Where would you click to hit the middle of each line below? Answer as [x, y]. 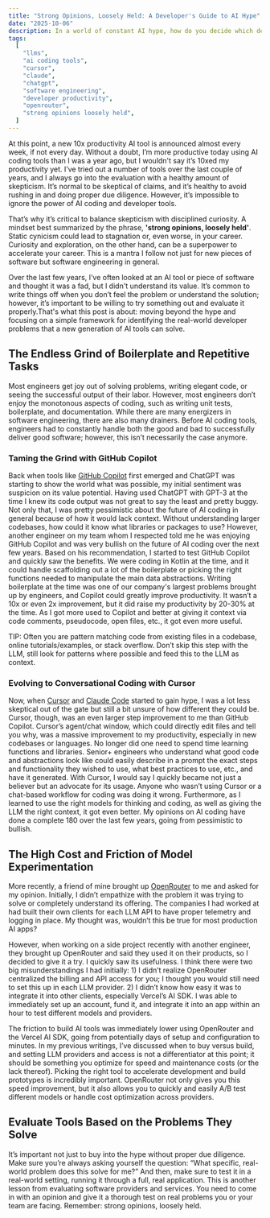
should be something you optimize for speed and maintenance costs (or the [134, 1063]
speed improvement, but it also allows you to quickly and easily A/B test [127, 1088]
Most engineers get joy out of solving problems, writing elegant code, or [128, 386]
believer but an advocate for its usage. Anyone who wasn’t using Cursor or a [135, 787]
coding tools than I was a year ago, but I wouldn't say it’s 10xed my [119, 160]
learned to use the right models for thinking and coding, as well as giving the [135, 803]
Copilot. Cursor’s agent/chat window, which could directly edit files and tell [132, 726]
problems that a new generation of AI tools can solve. [97, 328]
